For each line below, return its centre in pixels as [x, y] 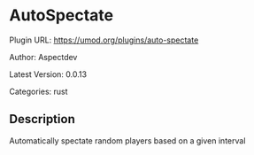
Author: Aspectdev [43, 57]
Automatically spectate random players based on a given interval [127, 140]
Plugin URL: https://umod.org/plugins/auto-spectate [104, 40]
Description [42, 119]
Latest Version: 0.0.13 [48, 74]
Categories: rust [38, 91]
